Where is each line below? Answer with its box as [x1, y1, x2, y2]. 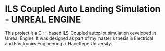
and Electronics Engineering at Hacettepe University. [5, 40, 112, 46]
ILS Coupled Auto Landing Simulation [5, 3, 161, 15]
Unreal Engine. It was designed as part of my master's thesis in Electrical [5, 35, 153, 41]
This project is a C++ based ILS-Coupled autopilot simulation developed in [5, 30, 156, 36]
